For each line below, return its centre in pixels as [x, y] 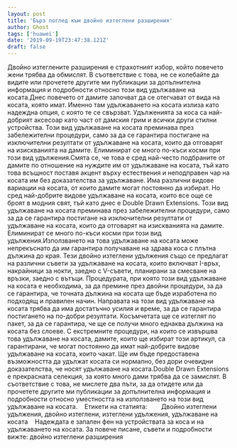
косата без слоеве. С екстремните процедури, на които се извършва [112, 331]
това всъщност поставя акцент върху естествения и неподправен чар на [118, 173]
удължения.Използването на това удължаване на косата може [103, 241]
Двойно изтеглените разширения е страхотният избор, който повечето [115, 67]
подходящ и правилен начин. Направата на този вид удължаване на [111, 301]
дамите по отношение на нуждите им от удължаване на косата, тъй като [118, 165]
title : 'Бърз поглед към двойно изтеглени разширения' [90, 21]
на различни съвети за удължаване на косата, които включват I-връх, [114, 263]
